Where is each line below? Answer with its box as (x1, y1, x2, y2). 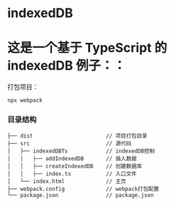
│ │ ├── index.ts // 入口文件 (7, 170, 137, 177)
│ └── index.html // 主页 (7, 178, 126, 185)
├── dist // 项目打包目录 (7, 133, 148, 140)
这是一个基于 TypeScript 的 (7, 40, 168, 56)
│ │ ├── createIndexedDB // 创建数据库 (7, 163, 142, 170)
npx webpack (7, 97, 43, 104)
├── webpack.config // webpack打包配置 (7, 185, 160, 193)
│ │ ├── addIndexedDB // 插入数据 (7, 155, 137, 163)
